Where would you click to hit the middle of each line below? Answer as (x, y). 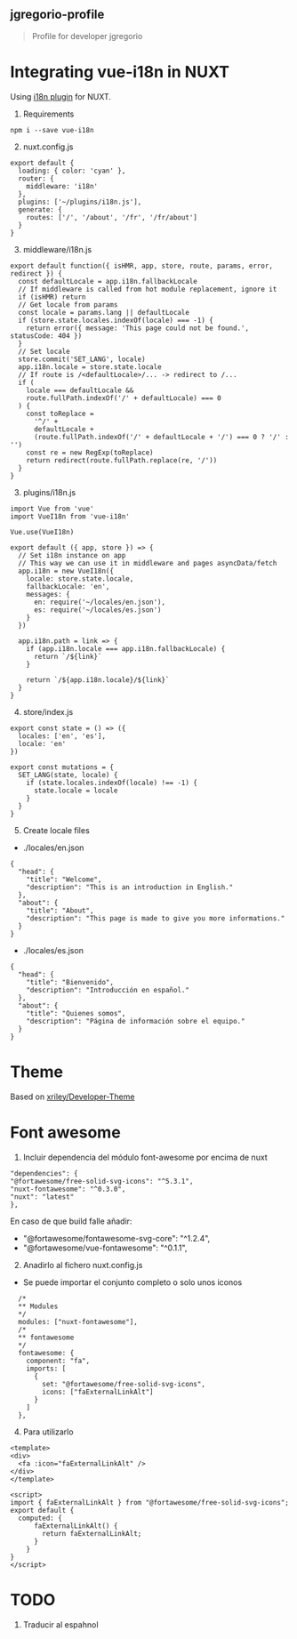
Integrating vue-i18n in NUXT (120, 72)
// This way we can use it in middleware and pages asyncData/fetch (148, 563)
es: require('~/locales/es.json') (98, 610)
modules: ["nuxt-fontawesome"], (78, 1322)
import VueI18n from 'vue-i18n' (70, 516)
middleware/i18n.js (57, 249)
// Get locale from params (68, 305)
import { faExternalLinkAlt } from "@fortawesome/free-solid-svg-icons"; (150, 1502)
